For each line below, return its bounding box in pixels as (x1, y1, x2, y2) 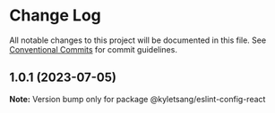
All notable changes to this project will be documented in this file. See (9, 35, 267, 45)
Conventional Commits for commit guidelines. (9, 44, 177, 54)
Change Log (9, 5, 101, 26)
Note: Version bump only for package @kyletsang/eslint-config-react (9, 93, 266, 104)
